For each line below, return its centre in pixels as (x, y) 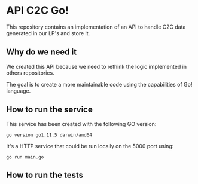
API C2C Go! (37, 10)
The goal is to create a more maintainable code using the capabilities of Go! (99, 84)
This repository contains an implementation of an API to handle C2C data (96, 27)
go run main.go (25, 157)
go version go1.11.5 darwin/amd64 (49, 135)
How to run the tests (45, 175)
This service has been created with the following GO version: (81, 124)
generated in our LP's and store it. (48, 33)
